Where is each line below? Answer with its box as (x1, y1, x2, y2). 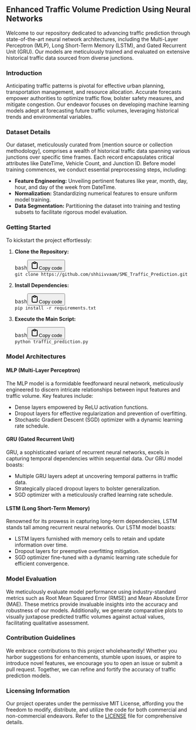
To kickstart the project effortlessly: (6, 237, 92, 244)
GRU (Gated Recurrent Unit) (6, 436, 75, 443)
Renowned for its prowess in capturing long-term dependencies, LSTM (6, 518, 177, 525)
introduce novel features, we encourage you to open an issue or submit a (6, 659, 183, 667)
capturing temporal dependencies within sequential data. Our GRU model (6, 455, 183, 462)
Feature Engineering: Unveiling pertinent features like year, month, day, (14, 178, 188, 185)
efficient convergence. (14, 560, 69, 567)
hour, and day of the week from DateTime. (14, 184, 116, 191)
